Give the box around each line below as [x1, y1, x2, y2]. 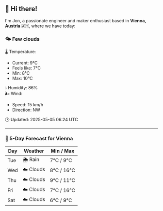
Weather [23, 147, 45, 154]
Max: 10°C [12, 76, 33, 81]
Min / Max [50, 147, 75, 154]
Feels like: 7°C [12, 65, 41, 71]
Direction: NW [12, 107, 40, 113]
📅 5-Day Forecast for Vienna [5, 135, 73, 142]
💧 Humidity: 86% [5, 85, 38, 91]
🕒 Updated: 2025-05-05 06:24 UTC [5, 117, 79, 123]
